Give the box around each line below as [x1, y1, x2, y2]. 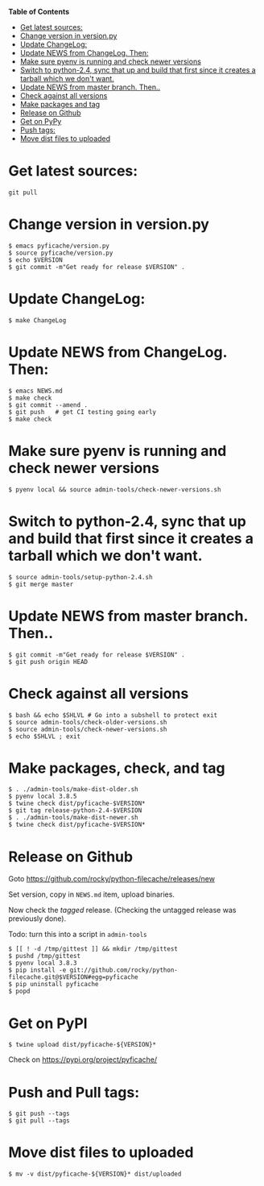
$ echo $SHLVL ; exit [8, 732, 81, 740]
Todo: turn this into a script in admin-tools [8, 930, 147, 939]
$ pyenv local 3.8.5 [8, 793, 78, 801]
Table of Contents [8, 7, 70, 16]
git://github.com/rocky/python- [69, 966, 179, 974]
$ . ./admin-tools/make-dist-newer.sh [8, 814, 138, 822]
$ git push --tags [8, 1109, 70, 1118]
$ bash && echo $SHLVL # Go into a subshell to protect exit [8, 711, 218, 719]
